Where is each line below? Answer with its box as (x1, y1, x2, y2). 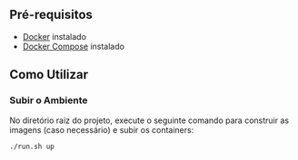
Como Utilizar (9, 67, 89, 82)
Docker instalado (22, 31, 86, 42)
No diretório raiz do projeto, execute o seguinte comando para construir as (9, 115, 289, 126)
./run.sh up (9, 142, 55, 151)
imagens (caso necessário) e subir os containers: (9, 124, 194, 135)
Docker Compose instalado (22, 41, 125, 52)
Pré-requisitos (9, 7, 94, 23)
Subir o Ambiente (9, 94, 88, 107)
